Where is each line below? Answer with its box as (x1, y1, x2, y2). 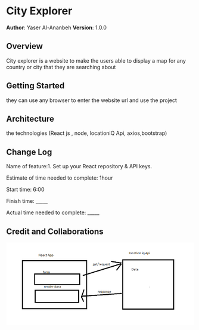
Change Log (6, 147, 52, 157)
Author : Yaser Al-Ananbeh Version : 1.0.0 (6, 24, 107, 31)
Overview (6, 41, 43, 51)
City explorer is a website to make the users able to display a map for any (6, 57, 186, 64)
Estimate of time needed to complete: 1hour (6, 174, 113, 181)
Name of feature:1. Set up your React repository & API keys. (6, 163, 153, 170)
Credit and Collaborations (6, 226, 104, 236)
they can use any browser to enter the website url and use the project (6, 97, 178, 104)
